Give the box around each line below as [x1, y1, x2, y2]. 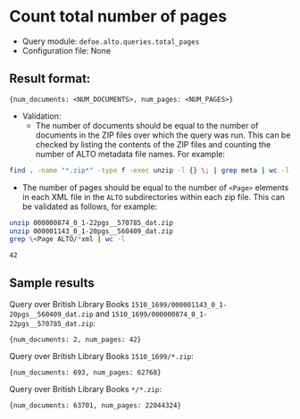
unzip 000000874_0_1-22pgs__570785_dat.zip [9, 218, 174, 227]
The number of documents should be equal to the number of [35, 120, 259, 130]
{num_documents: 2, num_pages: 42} [9, 335, 142, 345]
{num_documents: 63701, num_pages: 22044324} [9, 401, 181, 410]
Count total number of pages [9, 6, 228, 27]
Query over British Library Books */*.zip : [9, 384, 162, 395]
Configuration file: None [21, 45, 112, 55]
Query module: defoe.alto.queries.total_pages [21, 36, 200, 46]
